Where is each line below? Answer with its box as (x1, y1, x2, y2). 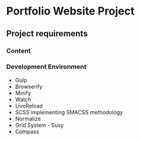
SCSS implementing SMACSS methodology (15, 108, 123, 116)
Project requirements (6, 28, 88, 39)
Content (6, 47, 31, 55)
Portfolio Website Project (6, 4, 135, 18)
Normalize (15, 115, 41, 122)
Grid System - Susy (15, 121, 64, 128)
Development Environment (6, 62, 87, 71)
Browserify (15, 83, 42, 90)
